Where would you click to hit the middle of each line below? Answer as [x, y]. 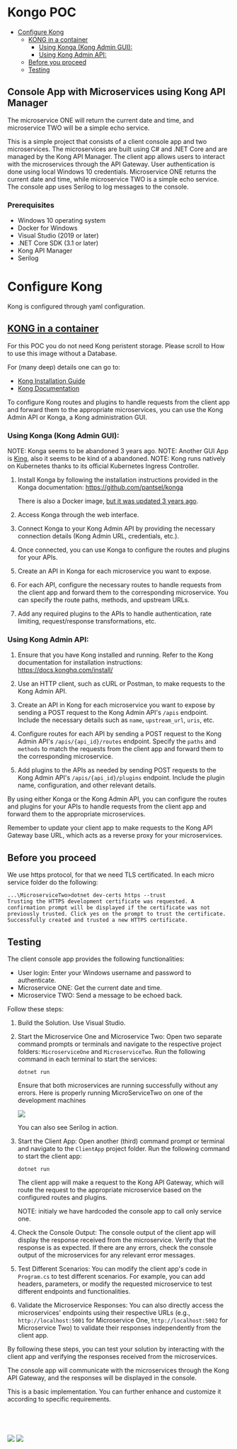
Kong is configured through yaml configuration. [76, 306]
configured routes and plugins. [62, 1198]
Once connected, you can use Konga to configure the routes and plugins [123, 550]
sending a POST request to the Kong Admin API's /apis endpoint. [113, 713]
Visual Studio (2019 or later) [58, 235]
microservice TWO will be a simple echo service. [79, 128]
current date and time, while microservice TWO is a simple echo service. [113, 179]
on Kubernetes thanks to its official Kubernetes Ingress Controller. [103, 466]
